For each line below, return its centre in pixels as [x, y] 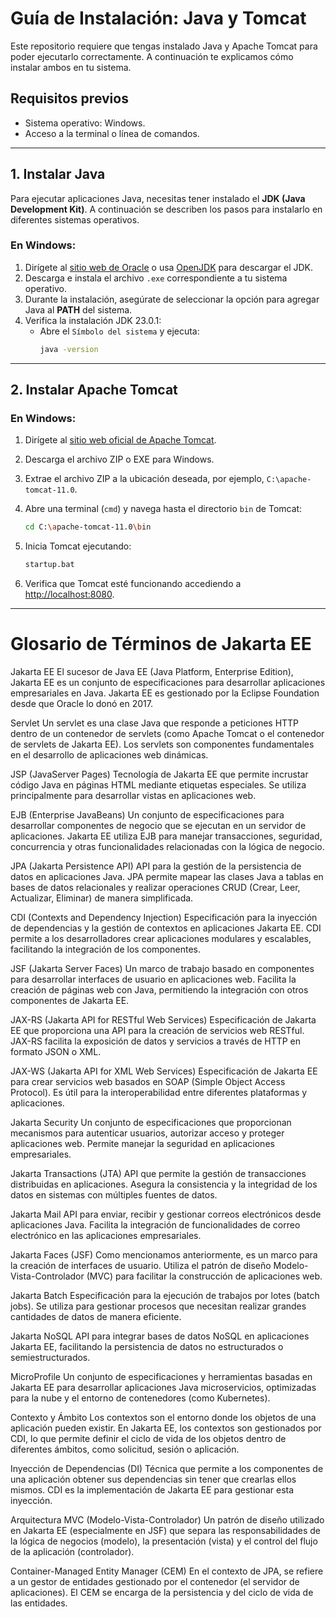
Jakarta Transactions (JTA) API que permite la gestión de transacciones [158, 1174]
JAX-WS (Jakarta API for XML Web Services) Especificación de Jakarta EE [164, 1071]
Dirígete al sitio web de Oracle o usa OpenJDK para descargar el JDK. [168, 267]
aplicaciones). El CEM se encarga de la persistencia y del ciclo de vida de [162, 1593]
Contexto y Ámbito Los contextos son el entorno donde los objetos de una [163, 1418]
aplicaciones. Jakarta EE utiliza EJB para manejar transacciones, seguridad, [166, 836]
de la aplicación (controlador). [72, 1552]
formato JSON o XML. [56, 1052]
